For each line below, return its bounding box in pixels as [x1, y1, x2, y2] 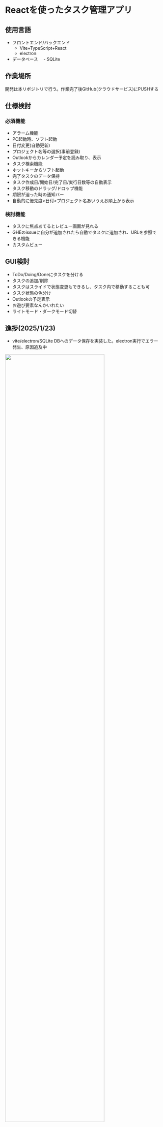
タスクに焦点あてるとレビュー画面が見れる [12, 223, 99, 229]
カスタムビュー [12, 242, 43, 248]
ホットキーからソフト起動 [12, 167, 64, 173]
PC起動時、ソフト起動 [12, 136, 57, 142]
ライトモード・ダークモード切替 [12, 308, 77, 314]
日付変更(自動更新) [12, 142, 51, 148]
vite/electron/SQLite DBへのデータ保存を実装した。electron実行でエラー [12, 338, 159, 344]
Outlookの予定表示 [12, 296, 50, 302]
